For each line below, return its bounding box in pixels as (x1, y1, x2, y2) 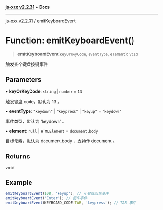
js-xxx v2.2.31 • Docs (5, 4, 50, 10)
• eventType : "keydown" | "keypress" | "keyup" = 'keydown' (5, 108, 122, 114)
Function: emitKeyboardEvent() (5, 35, 135, 46)
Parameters (5, 75, 42, 84)
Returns (5, 153, 30, 161)
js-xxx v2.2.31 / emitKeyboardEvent (5, 18, 76, 24)
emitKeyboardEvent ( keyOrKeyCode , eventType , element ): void (17, 51, 138, 57)
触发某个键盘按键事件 (5, 61, 48, 67)
